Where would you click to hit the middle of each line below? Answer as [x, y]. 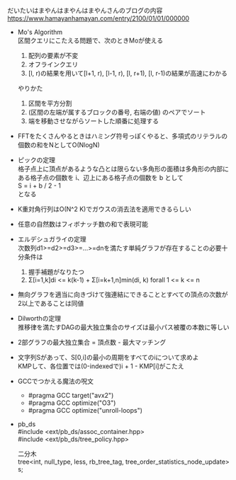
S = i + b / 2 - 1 [39, 185]
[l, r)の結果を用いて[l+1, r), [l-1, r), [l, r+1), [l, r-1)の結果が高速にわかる [128, 73]
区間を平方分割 [50, 103]
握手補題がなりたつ [56, 272]
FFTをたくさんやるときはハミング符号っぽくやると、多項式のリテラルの [123, 136]
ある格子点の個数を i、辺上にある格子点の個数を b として [101, 178]
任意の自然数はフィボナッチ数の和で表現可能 [83, 224]
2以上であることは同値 [51, 303]
